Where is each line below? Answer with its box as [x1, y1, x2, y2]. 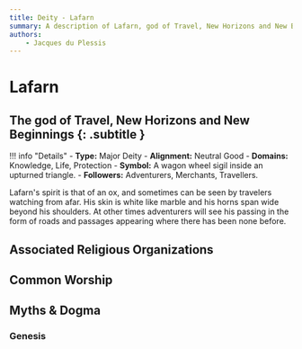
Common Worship [9, 273, 113, 288]
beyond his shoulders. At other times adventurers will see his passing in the [9, 206, 289, 217]
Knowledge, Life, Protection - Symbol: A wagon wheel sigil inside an [9, 160, 263, 171]
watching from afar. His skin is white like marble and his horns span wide [9, 197, 280, 208]
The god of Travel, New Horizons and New [9, 112, 250, 128]
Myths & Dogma [9, 303, 102, 318]
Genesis [9, 330, 47, 343]
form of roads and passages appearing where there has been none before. [9, 216, 287, 227]
